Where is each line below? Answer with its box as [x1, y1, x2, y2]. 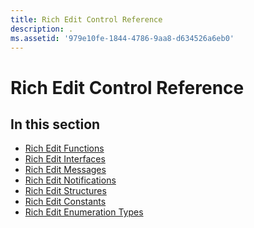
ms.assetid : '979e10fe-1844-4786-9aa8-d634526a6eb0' [10, 33, 235, 43]
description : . [10, 24, 74, 34]
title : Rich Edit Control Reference [10, 14, 163, 25]
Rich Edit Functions [24, 142, 105, 155]
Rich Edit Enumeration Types [24, 206, 144, 218]
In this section [10, 116, 101, 133]
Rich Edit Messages [24, 164, 107, 176]
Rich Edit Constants [24, 196, 107, 208]
